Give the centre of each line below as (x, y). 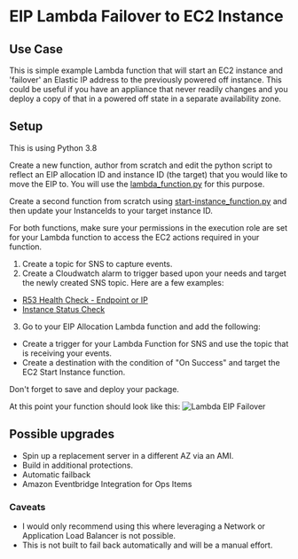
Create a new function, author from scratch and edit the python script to (141, 165)
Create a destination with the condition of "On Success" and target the (151, 362)
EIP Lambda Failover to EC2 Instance (146, 16)
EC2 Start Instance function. (74, 372)
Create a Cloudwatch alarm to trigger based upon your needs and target (154, 273)
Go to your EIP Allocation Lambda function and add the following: (141, 327)
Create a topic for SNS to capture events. (97, 264)
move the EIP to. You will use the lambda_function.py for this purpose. (137, 184)
